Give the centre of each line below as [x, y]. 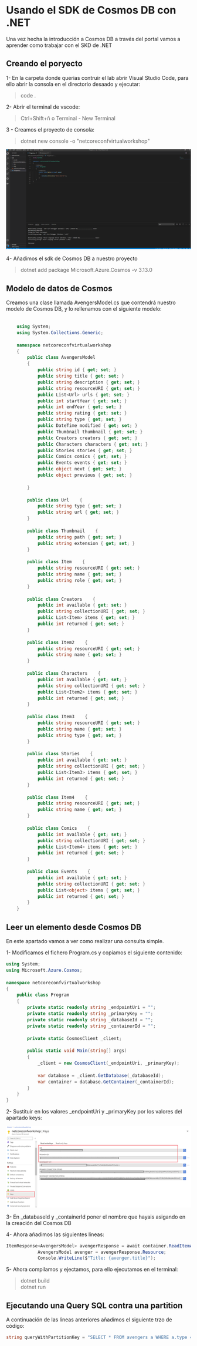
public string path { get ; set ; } [79, 537]
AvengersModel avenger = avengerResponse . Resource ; [102, 1252]
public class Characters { [64, 674]
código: [15, 1326]
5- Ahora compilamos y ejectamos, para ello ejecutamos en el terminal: [92, 1270]
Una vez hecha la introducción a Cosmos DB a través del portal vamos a [93, 39]
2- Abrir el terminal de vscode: [43, 107]
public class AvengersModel [61, 358]
